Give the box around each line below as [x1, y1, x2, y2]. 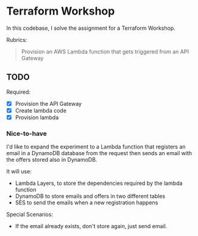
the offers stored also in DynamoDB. [6, 156, 97, 164]
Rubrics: [6, 36, 27, 43]
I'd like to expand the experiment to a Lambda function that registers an [6, 143, 186, 150]
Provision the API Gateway [15, 100, 82, 107]
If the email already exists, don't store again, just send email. [15, 223, 168, 230]
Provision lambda [15, 114, 59, 121]
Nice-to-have [6, 129, 48, 137]
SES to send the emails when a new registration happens [15, 199, 158, 206]
